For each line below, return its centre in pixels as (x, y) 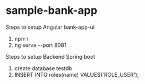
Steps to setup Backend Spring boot (51, 56)
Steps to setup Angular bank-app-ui (50, 27)
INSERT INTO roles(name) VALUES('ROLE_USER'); (76, 74)
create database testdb (43, 68)
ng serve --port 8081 (40, 45)
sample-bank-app (51, 10)
